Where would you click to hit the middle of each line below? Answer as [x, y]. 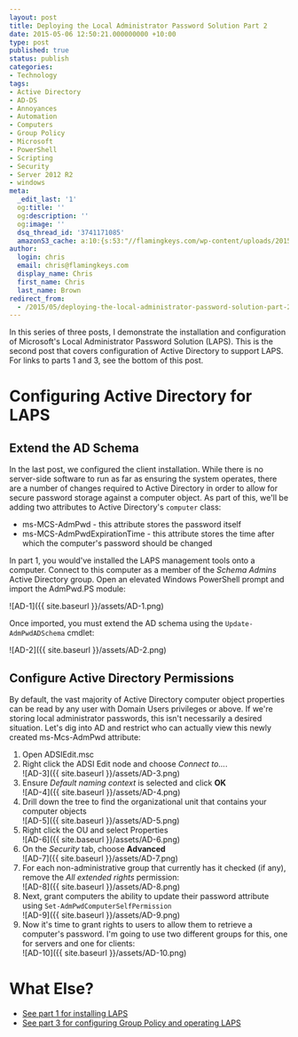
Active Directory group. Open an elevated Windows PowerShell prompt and [147, 580]
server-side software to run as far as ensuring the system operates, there [143, 479]
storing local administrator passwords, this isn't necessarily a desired [136, 719]
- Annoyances [33, 109]
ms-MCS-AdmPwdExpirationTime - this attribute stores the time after [148, 534]
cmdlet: [81, 633]
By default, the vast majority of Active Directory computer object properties [147, 700]
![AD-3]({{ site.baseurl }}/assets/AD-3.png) [101, 774]
